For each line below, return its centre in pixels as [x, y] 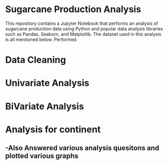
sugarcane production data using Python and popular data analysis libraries [84, 28]
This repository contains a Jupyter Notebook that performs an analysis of [82, 23]
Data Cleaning [36, 60]
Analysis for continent [53, 129]
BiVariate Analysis [45, 106]
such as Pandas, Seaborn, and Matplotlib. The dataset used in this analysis [83, 34]
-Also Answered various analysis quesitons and [82, 148]
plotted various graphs [42, 156]
